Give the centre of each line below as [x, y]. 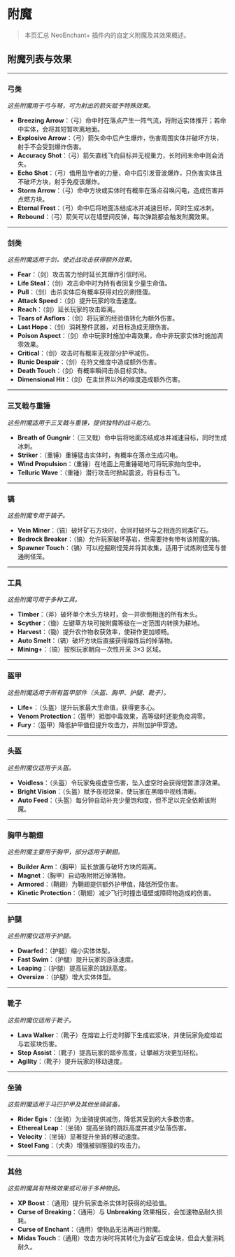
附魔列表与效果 [40, 59]
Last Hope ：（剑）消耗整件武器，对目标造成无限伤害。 [95, 327]
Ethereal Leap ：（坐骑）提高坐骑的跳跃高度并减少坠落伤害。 [104, 1128]
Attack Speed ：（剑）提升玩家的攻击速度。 [79, 301]
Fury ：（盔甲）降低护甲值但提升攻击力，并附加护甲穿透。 [99, 724]
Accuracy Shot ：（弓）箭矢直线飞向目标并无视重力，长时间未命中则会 [117, 155]
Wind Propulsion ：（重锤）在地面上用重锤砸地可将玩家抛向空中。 [111, 463]
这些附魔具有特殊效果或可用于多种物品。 [65, 1188]
